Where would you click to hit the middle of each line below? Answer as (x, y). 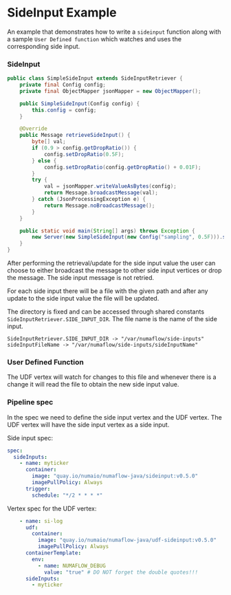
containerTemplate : (53, 553)
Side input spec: (30, 437)
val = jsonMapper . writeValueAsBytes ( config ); (110, 186)
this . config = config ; (64, 110)
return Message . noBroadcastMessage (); (99, 205)
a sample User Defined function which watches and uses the (95, 39)
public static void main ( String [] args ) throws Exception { (107, 231)
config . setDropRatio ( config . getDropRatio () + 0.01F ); (122, 167)
